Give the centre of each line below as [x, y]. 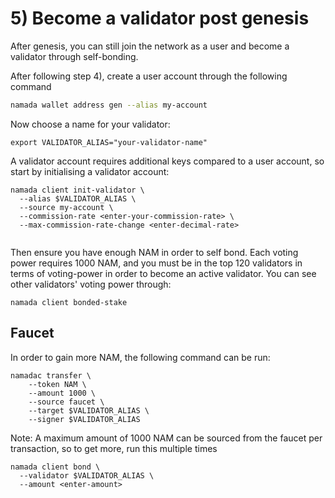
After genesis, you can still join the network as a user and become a [150, 46]
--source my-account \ [66, 207]
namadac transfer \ [51, 375]
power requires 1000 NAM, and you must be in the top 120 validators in [156, 263]
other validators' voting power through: [91, 284]
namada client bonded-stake [69, 302]
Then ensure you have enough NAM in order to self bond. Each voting [154, 252]
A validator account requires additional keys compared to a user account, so [167, 161]
